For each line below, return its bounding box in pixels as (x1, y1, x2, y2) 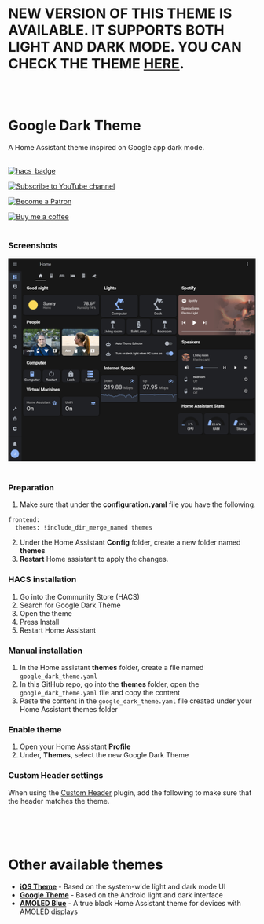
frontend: (8, 516, 41, 524)
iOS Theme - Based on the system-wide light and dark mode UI (19, 882, 226, 891)
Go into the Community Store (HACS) (19, 592, 140, 601)
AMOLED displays (19, 907, 79, 916)
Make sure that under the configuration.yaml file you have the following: (19, 500, 257, 509)
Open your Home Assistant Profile (19, 742, 131, 751)
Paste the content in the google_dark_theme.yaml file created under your (19, 696, 252, 706)
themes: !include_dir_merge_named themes (15, 524, 153, 532)
